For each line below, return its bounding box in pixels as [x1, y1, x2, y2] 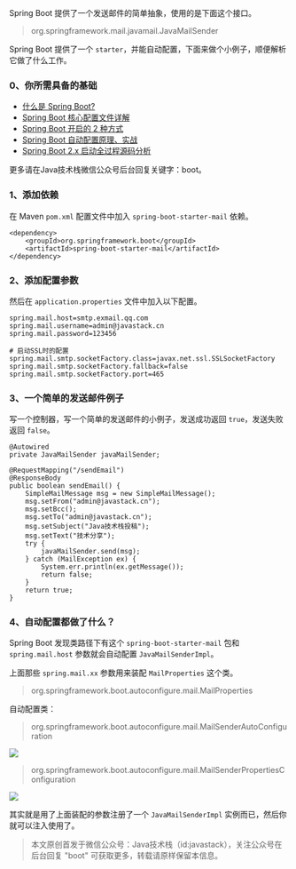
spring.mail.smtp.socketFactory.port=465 [9, 370, 165, 379]
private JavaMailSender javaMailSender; [9, 450, 161, 459]
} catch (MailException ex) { [25, 554, 137, 564]
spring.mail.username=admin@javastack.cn [9, 321, 165, 331]
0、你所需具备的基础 [9, 79, 97, 92]
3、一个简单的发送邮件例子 [9, 392, 124, 404]
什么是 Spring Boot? [21, 101, 96, 112]
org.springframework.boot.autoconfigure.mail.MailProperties [30, 685, 253, 696]
